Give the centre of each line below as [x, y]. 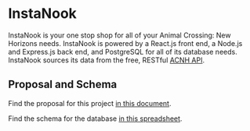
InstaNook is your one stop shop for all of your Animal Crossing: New [120, 35]
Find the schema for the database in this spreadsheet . [95, 119]
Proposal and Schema [63, 85]
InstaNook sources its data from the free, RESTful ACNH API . [107, 60]
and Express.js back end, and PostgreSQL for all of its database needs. [123, 51]
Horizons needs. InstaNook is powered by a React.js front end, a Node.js [125, 43]
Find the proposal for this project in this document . [90, 103]
